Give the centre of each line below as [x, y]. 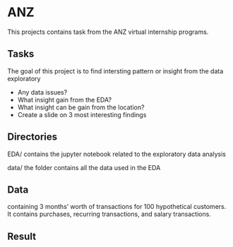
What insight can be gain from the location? [81, 107]
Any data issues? [42, 92]
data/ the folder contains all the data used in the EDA [84, 167]
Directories [32, 137]
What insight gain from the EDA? [64, 100]
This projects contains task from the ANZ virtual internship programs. [108, 32]
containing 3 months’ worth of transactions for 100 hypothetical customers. [117, 207]
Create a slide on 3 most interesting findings [82, 114]
